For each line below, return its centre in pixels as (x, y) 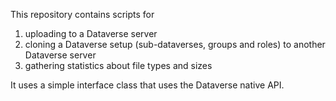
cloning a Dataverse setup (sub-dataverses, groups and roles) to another (175, 44)
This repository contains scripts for (82, 14)
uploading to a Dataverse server (91, 33)
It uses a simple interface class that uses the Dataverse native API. (147, 85)
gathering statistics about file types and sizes (118, 65)
